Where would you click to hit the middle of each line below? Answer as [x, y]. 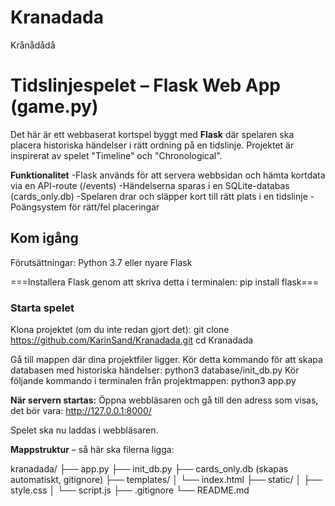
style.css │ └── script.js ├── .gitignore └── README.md [130, 490]
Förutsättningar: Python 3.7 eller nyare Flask [101, 262]
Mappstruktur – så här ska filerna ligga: [92, 449]
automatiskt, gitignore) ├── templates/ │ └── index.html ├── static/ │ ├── [166, 479]
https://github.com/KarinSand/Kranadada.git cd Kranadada [132, 340]
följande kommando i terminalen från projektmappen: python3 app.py [153, 380]
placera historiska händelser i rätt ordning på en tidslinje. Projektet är [152, 145]
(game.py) [54, 107]
